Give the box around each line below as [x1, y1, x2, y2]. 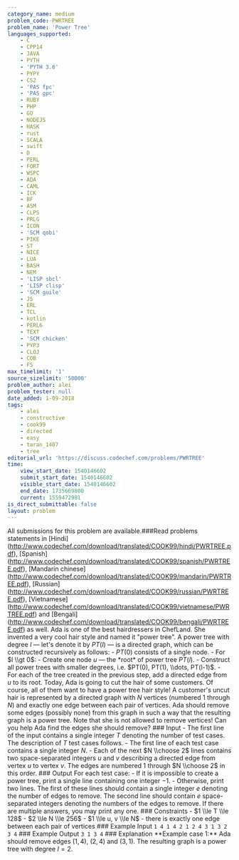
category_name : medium [7, 10, 75, 18]
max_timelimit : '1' [7, 368, 65, 375]
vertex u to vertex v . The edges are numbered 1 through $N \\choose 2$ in [7, 762, 225, 770]
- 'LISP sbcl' [20, 275, 62, 282]
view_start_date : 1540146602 [20, 467, 107, 475]
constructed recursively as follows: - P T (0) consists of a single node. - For [7, 648, 225, 656]
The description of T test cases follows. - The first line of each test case [7, 739, 219, 747]
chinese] [60, 564, 86, 574]
